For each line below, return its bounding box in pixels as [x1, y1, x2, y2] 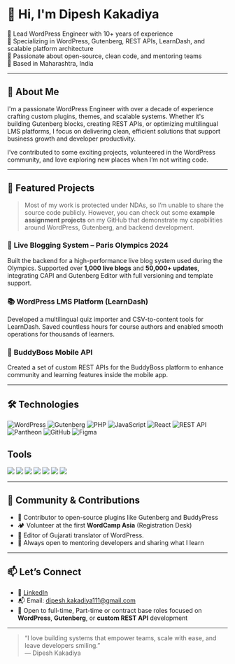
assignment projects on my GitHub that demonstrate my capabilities [24, 216, 223, 224]
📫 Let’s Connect [7, 566, 82, 578]
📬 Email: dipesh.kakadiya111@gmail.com [17, 596, 136, 605]
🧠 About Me [7, 86, 59, 98]
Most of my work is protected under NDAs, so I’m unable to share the [24, 201, 224, 209]
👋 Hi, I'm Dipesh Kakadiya [7, 6, 159, 22]
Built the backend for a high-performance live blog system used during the [7, 256, 222, 264]
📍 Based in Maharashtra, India [7, 59, 94, 67]
